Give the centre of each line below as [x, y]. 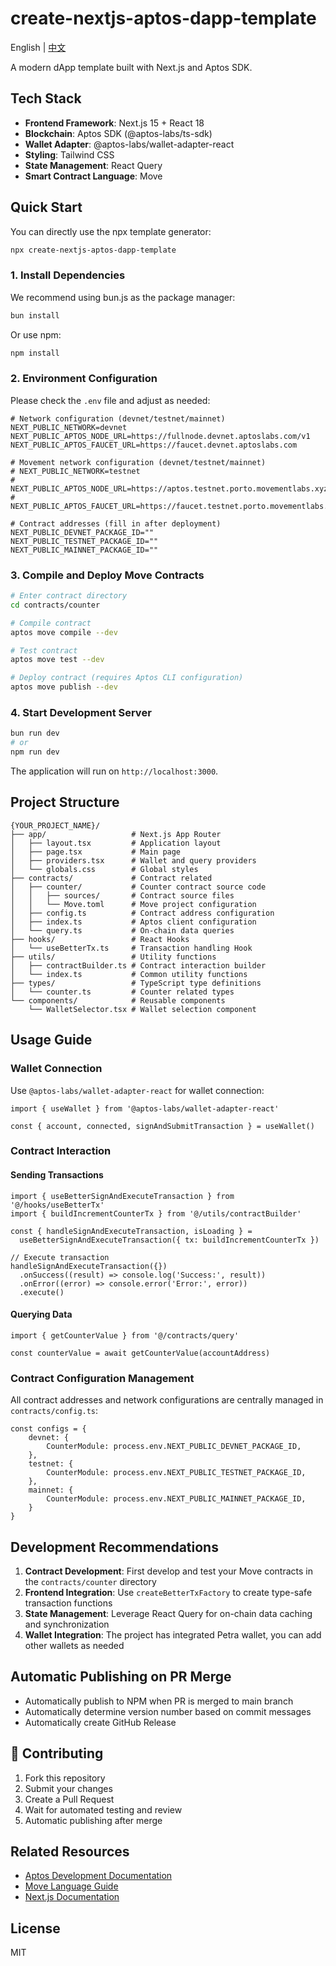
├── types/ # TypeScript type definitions [136, 983]
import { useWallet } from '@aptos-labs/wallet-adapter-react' [145, 1108]
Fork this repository [65, 1778]
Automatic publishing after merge [93, 1820]
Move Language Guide [71, 1886]
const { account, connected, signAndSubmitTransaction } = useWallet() [162, 1126]
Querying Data [41, 1314]
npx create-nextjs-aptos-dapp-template [93, 250]
